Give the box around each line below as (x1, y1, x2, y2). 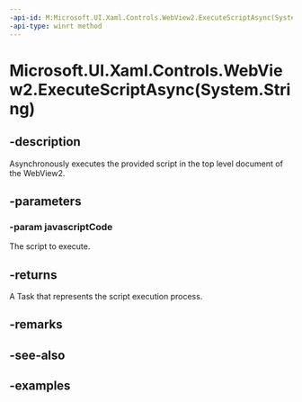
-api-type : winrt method (9, 22, 102, 31)
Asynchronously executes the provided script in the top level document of (9, 158, 283, 169)
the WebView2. (9, 167, 66, 178)
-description (9, 134, 81, 149)
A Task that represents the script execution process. (9, 291, 203, 301)
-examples (9, 379, 71, 394)
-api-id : (9, 13, 42, 22)
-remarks (9, 317, 63, 333)
